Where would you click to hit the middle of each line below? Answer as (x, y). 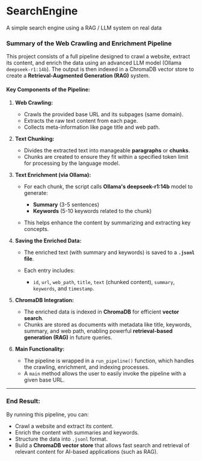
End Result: (23, 401)
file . (29, 259)
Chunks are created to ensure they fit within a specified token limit (106, 157)
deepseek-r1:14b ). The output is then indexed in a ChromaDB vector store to (100, 69)
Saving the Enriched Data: (48, 241)
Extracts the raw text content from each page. (81, 121)
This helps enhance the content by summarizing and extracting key (107, 223)
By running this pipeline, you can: (47, 414)
